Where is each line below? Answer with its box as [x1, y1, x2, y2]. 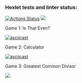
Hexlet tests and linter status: [5, 4, 78, 11]
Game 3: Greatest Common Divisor [5, 63, 77, 69]
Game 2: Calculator [5, 44, 44, 50]
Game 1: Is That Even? [5, 25, 50, 31]
